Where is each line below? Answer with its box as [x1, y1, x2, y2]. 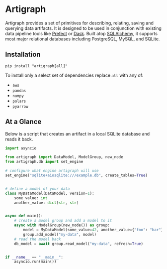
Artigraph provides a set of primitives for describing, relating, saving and [5, 20, 154, 26]
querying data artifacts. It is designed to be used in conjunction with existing [5, 25, 162, 31]
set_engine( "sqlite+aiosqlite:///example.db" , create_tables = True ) [5, 173, 148, 178]
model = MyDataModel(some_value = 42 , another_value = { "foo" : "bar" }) [23, 228, 166, 233]
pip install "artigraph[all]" [5, 63, 68, 68]
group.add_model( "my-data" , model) [23, 232, 97, 237]
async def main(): [5, 213, 43, 219]
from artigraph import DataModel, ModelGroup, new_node [5, 154, 123, 160]
